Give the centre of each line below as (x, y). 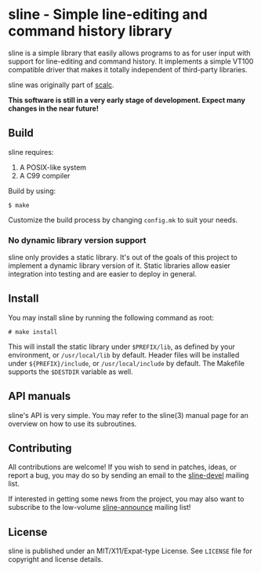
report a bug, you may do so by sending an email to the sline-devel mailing (129, 475)
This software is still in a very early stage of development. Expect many (127, 100)
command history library (90, 31)
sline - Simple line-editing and (108, 15)
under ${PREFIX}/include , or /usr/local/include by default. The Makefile (127, 363)
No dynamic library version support (77, 240)
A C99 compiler (45, 175)
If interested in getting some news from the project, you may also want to (126, 499)
